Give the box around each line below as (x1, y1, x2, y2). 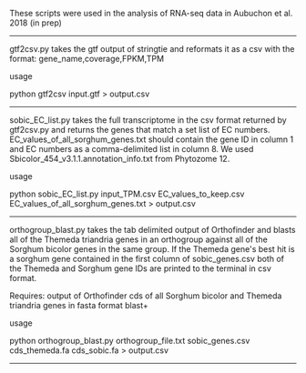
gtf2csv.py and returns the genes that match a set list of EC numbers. (9, 125, 270, 135)
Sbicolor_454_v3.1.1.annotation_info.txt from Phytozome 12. (9, 154, 230, 164)
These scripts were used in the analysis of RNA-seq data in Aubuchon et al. (9, 8, 293, 18)
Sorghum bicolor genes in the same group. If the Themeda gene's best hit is (9, 244, 295, 254)
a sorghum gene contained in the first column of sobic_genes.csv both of (9, 254, 285, 264)
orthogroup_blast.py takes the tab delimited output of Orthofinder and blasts (9, 225, 296, 235)
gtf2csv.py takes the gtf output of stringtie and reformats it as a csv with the (9, 44, 295, 54)
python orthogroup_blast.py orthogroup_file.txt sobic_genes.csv (9, 336, 250, 346)
